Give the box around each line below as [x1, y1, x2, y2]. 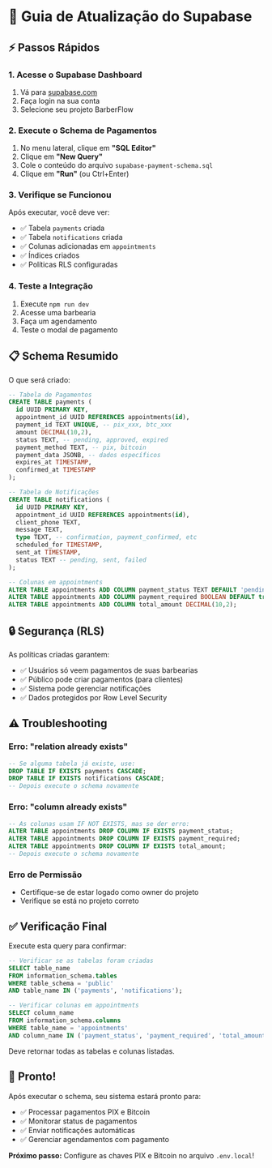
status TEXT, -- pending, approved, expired [15, 435, 168, 444]
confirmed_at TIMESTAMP [15, 466, 96, 474]
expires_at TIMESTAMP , [15, 458, 92, 467]
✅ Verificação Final [8, 919, 108, 933]
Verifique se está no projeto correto [19, 896, 139, 906]
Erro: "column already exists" [8, 802, 128, 813]
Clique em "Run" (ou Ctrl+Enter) [19, 169, 130, 179]
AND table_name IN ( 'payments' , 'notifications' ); [8, 986, 183, 995]
